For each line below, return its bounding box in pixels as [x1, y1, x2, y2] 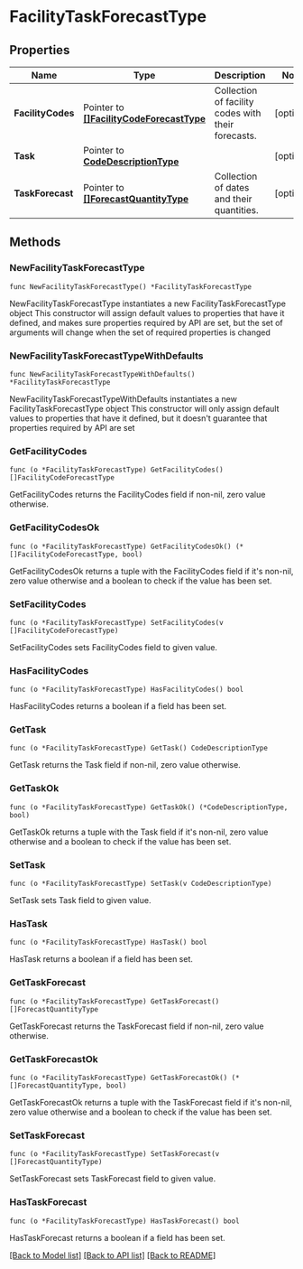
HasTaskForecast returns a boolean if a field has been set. [9, 1232, 225, 1243]
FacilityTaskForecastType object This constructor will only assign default [9, 403, 280, 414]
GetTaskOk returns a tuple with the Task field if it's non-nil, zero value [9, 826, 269, 837]
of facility [214, 96, 254, 107]
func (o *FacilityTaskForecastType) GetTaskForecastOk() [9, 1073, 228, 1082]
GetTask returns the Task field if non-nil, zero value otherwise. [9, 760, 241, 770]
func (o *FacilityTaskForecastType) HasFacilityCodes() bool [9, 685, 244, 695]
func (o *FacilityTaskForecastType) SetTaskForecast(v [9, 1150, 220, 1159]
